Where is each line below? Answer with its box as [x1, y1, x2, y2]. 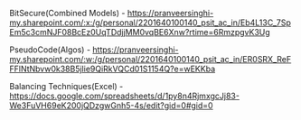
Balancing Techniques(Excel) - [9, 81, 124, 91]
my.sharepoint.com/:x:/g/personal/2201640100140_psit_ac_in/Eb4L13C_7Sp [9, 17, 291, 28]
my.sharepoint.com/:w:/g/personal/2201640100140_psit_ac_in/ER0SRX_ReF [9, 54, 292, 64]
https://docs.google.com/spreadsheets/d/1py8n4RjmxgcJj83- [9, 90, 240, 101]
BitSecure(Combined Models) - [9, 8, 126, 18]
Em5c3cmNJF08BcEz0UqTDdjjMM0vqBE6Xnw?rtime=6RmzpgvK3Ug [9, 27, 271, 37]
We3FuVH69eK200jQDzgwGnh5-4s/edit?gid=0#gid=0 [9, 100, 214, 111]
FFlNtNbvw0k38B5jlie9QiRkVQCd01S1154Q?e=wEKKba [9, 63, 215, 74]
